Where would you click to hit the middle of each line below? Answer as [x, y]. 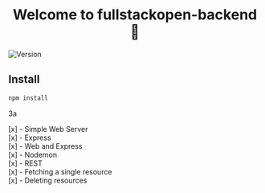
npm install [28, 98]
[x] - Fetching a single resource [60, 171]
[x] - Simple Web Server [48, 129]
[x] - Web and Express [45, 146]
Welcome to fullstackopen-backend [135, 15]
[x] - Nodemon [33, 154]
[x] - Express [30, 138]
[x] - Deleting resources [48, 180]
